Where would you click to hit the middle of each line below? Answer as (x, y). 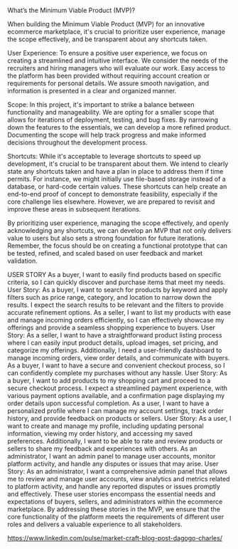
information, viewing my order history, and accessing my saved (100, 433)
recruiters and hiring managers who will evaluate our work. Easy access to (116, 68)
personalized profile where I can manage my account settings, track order (116, 411)
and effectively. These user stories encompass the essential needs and (112, 494)
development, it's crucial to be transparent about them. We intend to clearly (118, 164)
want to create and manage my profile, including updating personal (106, 426)
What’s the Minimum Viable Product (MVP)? (71, 10)
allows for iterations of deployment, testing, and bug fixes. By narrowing (113, 120)
